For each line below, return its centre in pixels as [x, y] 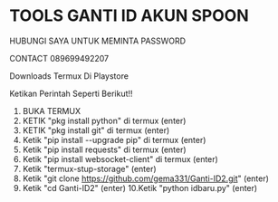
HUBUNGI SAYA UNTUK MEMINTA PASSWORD [98, 41]
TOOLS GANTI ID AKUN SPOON [129, 16]
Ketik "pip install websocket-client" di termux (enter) [120, 159]
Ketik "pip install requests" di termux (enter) [105, 149]
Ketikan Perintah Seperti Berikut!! [71, 93]
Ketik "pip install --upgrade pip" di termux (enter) [114, 139]
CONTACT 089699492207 [59, 58]
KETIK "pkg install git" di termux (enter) [96, 130]
